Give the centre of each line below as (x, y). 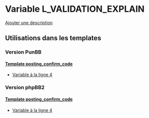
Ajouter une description (29, 23)
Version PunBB (23, 52)
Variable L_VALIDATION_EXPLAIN (75, 9)
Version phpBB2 (25, 88)
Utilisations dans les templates (53, 38)
